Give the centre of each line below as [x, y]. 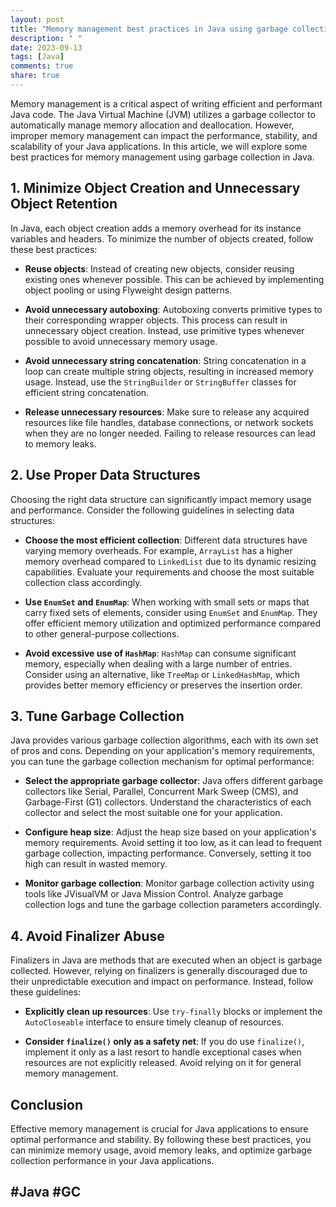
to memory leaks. [60, 443]
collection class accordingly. [83, 582]
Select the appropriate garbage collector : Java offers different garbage [173, 781]
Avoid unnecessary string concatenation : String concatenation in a [165, 360]
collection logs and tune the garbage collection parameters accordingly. [173, 905]
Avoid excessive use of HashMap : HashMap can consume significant [160, 653]
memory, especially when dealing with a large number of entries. [158, 663]
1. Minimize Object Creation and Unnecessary [155, 188]
